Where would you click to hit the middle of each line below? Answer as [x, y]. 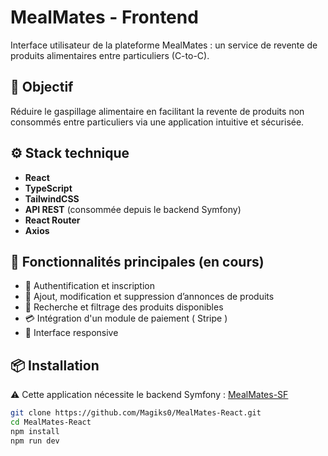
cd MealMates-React [51, 422]
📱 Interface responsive [71, 333]
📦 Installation [55, 365]
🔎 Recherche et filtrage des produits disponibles [124, 307]
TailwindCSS [52, 198]
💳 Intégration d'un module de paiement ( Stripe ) [126, 318]
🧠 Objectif [42, 87]
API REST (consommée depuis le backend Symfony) [133, 209]
